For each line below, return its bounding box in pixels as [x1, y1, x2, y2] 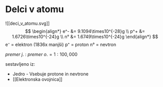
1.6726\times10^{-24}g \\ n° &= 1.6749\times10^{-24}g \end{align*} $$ [12, 33, 158, 39]
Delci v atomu [5, 4, 64, 15]
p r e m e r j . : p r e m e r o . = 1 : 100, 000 [5, 51, 77, 57]
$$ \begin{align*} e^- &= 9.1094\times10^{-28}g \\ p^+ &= [25, 28, 145, 34]
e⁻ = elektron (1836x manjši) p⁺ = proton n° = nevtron [5, 41, 116, 48]
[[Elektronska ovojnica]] [12, 76, 63, 82]
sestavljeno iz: [5, 61, 35, 67]
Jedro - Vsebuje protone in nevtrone [12, 71, 89, 77]
